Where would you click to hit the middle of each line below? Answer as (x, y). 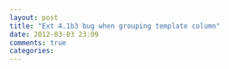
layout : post (34, 17)
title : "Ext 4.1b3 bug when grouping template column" (115, 26)
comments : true (38, 43)
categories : (32, 51)
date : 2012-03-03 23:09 (54, 34)
